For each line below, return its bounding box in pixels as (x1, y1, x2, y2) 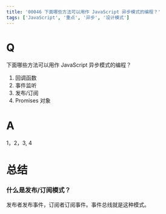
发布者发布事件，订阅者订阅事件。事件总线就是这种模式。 (6, 201, 150, 208)
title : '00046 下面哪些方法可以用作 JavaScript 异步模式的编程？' (6, 8, 161, 15)
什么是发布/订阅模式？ (6, 186, 71, 195)
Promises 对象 (15, 97, 51, 104)
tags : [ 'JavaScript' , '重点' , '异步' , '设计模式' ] (6, 15, 130, 21)
